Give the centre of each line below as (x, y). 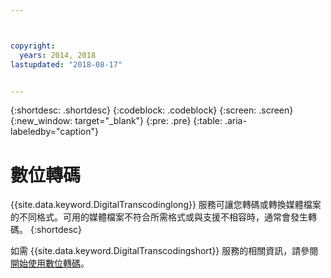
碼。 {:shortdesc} (46, 230)
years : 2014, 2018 (58, 55)
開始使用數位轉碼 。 (50, 263)
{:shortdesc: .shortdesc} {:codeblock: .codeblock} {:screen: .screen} (152, 110)
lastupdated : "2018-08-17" (66, 64)
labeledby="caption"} (54, 132)
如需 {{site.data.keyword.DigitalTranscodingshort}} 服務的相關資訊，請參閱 (164, 251)
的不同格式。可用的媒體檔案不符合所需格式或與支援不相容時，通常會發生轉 (163, 217)
